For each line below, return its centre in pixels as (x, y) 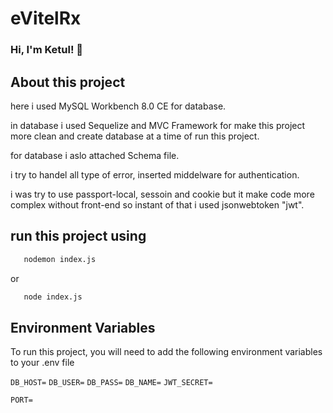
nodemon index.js (60, 259)
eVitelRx (46, 18)
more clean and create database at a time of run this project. (135, 136)
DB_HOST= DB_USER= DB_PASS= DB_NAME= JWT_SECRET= (111, 383)
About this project (68, 82)
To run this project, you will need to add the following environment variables (166, 352)
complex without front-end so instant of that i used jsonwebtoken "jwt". (157, 204)
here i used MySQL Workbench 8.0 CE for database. (118, 106)
